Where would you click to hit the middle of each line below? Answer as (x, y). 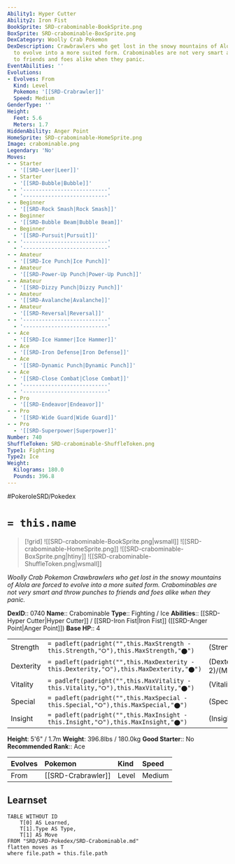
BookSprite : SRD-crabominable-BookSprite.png (74, 27)
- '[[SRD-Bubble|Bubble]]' (53, 183)
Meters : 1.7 (31, 124)
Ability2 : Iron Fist (37, 20)
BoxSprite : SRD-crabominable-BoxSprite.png (72, 33)
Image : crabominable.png (43, 144)
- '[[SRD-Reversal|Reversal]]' (59, 314)
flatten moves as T (36, 847)
